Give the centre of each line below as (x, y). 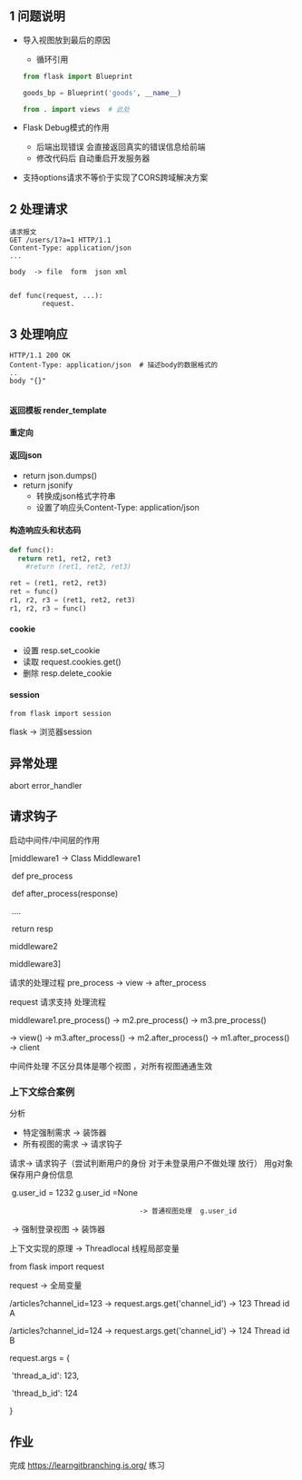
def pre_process (42, 876)
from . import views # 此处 (76, 109)
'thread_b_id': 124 (45, 1394)
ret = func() (34, 592)
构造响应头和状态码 (45, 531)
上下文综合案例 (42, 1091)
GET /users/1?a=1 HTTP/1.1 (60, 240)
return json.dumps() (60, 476)
